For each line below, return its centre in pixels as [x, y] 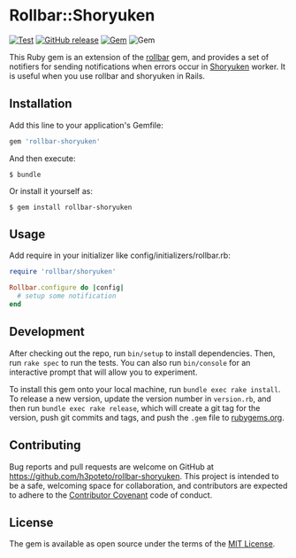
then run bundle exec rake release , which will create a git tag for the [135, 407]
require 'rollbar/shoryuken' [63, 272]
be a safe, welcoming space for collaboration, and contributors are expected [148, 485]
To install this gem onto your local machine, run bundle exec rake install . [145, 389]
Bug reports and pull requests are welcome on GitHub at [112, 467]
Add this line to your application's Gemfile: [86, 125]
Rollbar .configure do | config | [67, 288]
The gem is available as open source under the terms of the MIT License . [142, 544]
